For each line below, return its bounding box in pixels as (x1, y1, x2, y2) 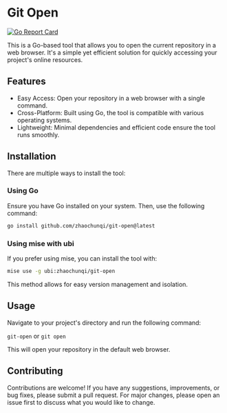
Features (7, 76, 46, 88)
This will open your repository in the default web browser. (7, 345, 171, 353)
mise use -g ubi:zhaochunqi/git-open (7, 268, 116, 275)
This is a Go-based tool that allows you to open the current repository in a (7, 41, 217, 49)
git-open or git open (7, 332, 67, 340)
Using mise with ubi (7, 239, 74, 248)
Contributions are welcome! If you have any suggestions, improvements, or (7, 383, 220, 392)
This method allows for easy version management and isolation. (7, 280, 188, 288)
